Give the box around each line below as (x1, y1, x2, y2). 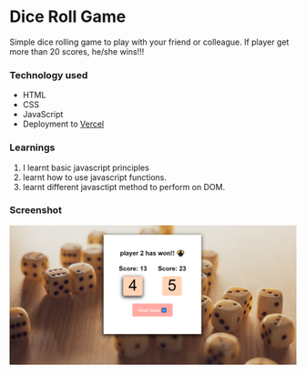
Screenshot (9, 204, 62, 217)
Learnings (9, 141, 56, 154)
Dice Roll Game (9, 6, 127, 27)
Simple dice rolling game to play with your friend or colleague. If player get (9, 36, 290, 47)
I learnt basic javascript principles (22, 162, 150, 173)
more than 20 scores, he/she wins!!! (9, 45, 145, 56)
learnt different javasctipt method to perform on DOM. (22, 181, 226, 192)
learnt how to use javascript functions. (22, 171, 167, 183)
